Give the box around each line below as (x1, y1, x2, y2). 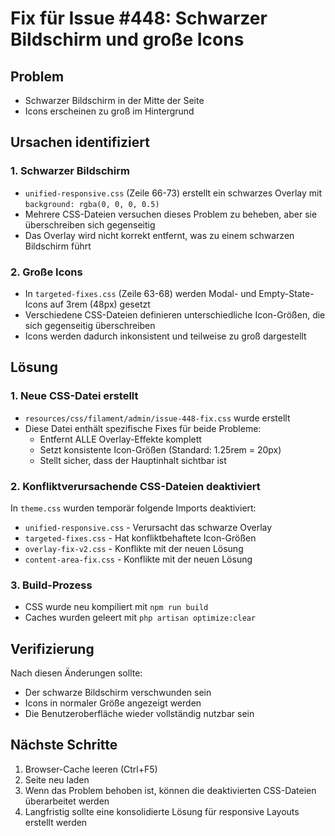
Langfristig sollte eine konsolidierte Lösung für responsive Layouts (24, 805, 300, 817)
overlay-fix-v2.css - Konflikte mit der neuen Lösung (24, 542, 244, 554)
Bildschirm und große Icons (10, 28, 245, 51)
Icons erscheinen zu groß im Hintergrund (24, 105, 195, 117)
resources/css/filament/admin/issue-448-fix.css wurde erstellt (24, 412, 291, 424)
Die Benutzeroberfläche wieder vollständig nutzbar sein (24, 708, 255, 720)
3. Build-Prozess (10, 578, 93, 592)
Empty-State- (258, 287, 315, 299)
